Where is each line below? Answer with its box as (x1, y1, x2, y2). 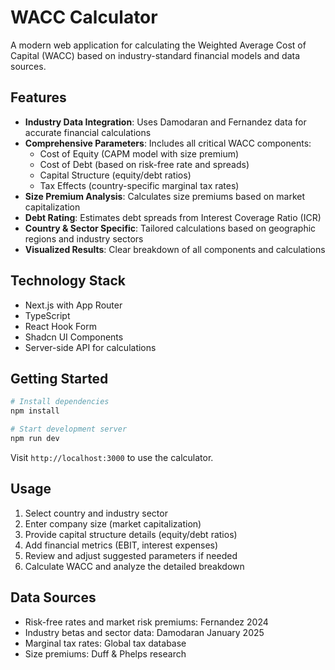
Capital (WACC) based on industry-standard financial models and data (10, 49, 301, 61)
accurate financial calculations (24, 126, 152, 138)
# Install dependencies (10, 397, 110, 407)
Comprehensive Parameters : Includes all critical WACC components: (24, 137, 312, 149)
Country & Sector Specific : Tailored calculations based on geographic (24, 222, 317, 234)
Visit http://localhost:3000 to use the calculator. (10, 451, 214, 463)
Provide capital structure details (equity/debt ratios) (24, 528, 238, 540)
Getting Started (10, 370, 109, 387)
